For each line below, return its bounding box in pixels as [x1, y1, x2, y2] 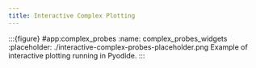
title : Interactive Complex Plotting [8, 11, 136, 20]
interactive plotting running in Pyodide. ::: [8, 50, 145, 60]
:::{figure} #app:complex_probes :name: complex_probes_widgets [8, 34, 228, 43]
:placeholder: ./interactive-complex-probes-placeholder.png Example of [8, 42, 248, 52]
